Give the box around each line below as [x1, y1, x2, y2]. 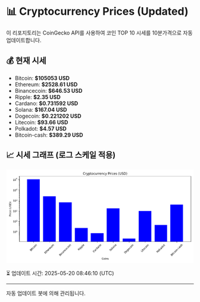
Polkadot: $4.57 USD [14, 125, 67, 132]
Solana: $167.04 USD [14, 106, 67, 113]
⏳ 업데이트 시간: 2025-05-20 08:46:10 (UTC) [6, 269, 114, 276]
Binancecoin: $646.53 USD [14, 87, 83, 94]
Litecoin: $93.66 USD [14, 118, 68, 125]
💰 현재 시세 [6, 56, 46, 66]
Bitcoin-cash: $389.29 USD [14, 131, 83, 139]
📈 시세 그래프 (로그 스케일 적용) [6, 150, 116, 161]
